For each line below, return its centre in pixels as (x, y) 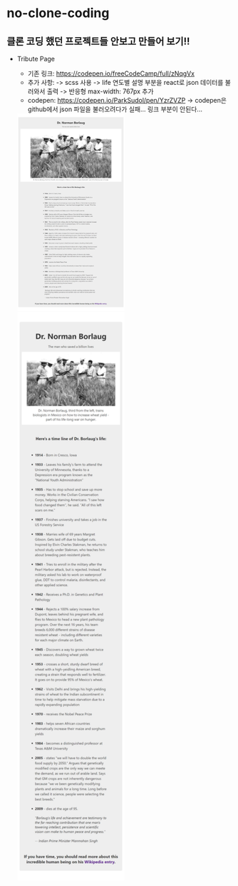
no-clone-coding (58, 13)
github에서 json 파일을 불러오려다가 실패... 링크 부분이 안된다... (115, 109)
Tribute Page (36, 59)
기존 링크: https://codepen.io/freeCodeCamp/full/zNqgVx (111, 73)
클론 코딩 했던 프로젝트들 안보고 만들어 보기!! (98, 41)
